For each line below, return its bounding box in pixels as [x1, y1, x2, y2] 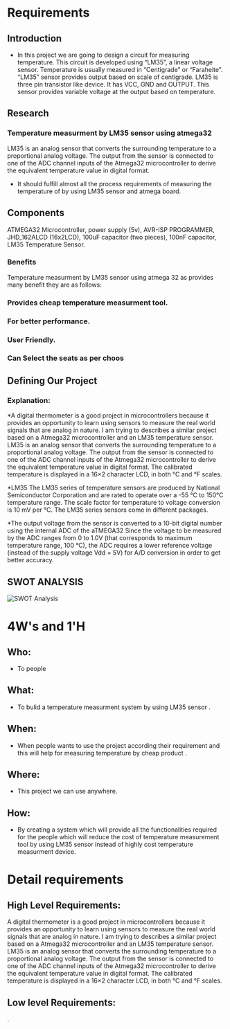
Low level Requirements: [7, 996, 116, 1008]
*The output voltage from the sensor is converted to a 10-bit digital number [7, 519, 223, 528]
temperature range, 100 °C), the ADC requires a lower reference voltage [7, 542, 213, 550]
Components [7, 207, 64, 219]
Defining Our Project [7, 375, 98, 386]
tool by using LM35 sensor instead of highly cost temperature [17, 840, 194, 849]
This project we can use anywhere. [17, 787, 118, 796]
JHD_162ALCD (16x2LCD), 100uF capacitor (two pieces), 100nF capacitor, [7, 233, 217, 241]
